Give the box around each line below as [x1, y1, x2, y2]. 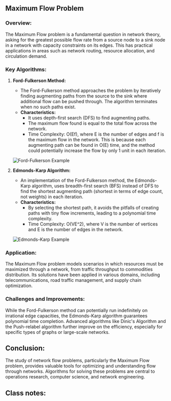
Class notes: [5, 389, 46, 397]
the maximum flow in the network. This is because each [28, 136, 146, 143]
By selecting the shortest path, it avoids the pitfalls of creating [28, 204, 159, 211]
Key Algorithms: [5, 66, 47, 73]
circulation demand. [5, 53, 48, 59]
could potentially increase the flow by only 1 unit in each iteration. [28, 147, 166, 154]
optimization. [5, 282, 33, 289]
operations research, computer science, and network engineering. [5, 374, 145, 380]
